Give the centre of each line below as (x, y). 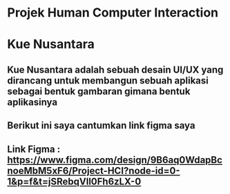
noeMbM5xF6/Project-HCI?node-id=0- (94, 171)
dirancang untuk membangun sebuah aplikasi (108, 80)
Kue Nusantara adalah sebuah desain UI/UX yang (115, 69)
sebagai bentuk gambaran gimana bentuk (99, 91)
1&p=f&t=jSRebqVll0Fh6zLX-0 (74, 181)
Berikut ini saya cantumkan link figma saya (101, 126)
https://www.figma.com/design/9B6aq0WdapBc (115, 160)
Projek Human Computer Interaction (113, 13)
